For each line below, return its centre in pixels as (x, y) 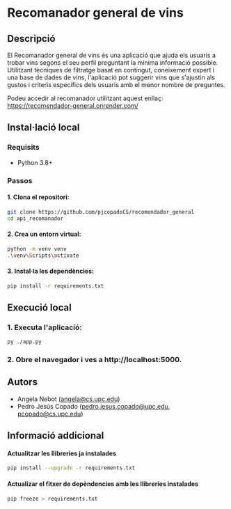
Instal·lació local (43, 128)
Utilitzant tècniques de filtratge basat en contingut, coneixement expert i (111, 70)
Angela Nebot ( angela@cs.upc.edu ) (69, 399)
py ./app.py (24, 342)
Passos (20, 180)
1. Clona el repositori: (38, 197)
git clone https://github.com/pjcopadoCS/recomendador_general (101, 212)
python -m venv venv (37, 249)
